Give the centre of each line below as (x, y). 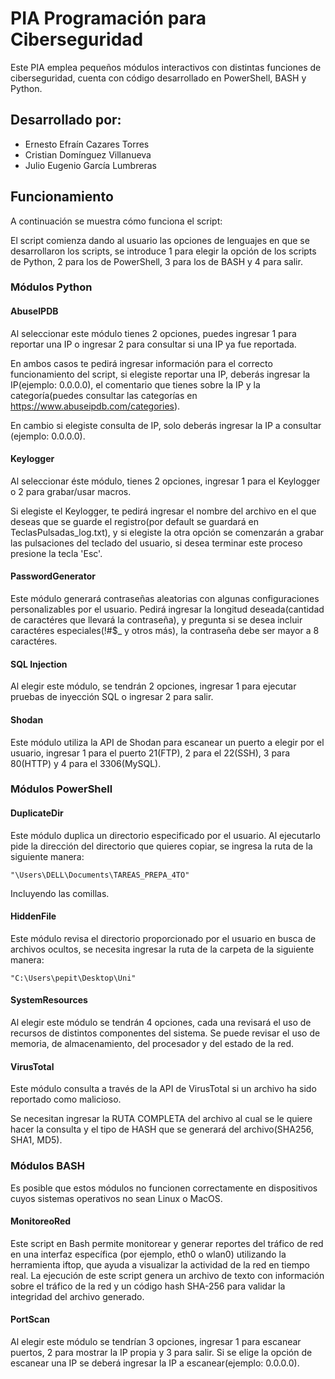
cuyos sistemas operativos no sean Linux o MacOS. (116, 1198)
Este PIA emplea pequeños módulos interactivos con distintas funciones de (166, 67)
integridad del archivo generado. (77, 1296)
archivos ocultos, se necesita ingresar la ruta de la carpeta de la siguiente (162, 949)
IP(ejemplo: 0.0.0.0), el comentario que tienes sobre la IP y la (135, 384)
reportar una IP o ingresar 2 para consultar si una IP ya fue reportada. (153, 344)
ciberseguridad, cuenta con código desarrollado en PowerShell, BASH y (158, 78)
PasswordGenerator (53, 576)
